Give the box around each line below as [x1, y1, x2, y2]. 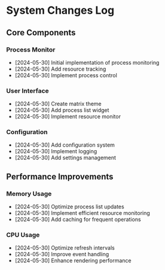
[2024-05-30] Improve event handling [14, 251, 109, 258]
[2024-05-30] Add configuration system [14, 141, 115, 148]
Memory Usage [6, 189, 52, 198]
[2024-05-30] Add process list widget [14, 107, 109, 114]
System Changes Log [6, 4, 115, 17]
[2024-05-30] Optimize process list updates [14, 203, 124, 210]
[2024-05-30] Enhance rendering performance [14, 257, 132, 264]
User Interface [6, 86, 49, 95]
